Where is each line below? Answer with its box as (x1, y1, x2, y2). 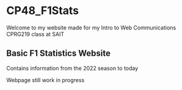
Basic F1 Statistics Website (6, 48, 111, 59)
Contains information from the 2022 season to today (6, 64, 139, 72)
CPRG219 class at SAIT (6, 30, 65, 37)
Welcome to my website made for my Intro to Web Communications (6, 24, 176, 31)
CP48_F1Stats (6, 4, 79, 18)
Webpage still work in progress (6, 76, 85, 83)
